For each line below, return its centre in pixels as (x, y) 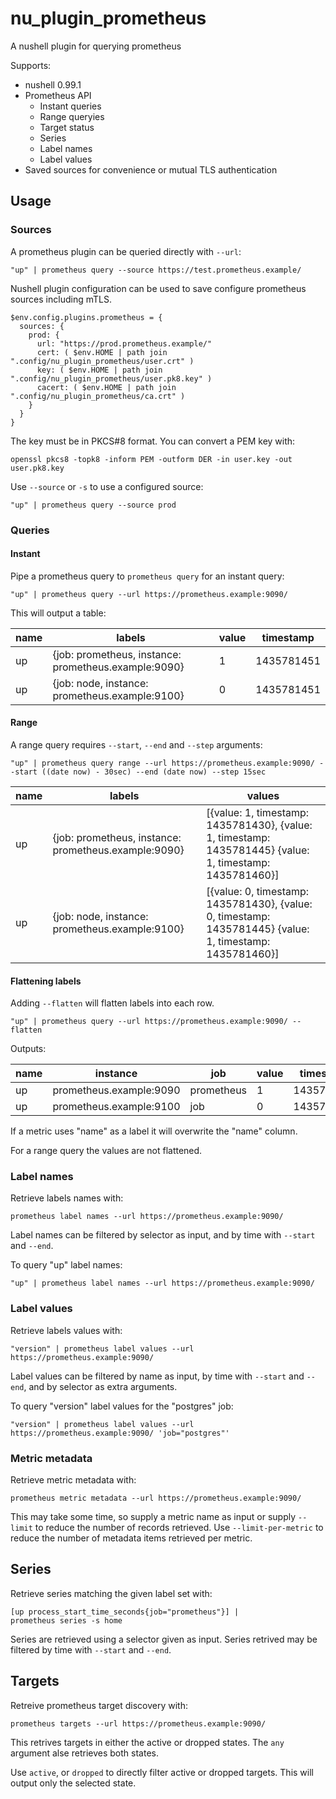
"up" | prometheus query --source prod (93, 505)
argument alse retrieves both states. (84, 1753)
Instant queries (70, 106)
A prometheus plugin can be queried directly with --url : (126, 251)
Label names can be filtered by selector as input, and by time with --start (163, 1235)
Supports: (31, 65)
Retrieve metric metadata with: (73, 1480)
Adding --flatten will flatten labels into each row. (112, 1003)
